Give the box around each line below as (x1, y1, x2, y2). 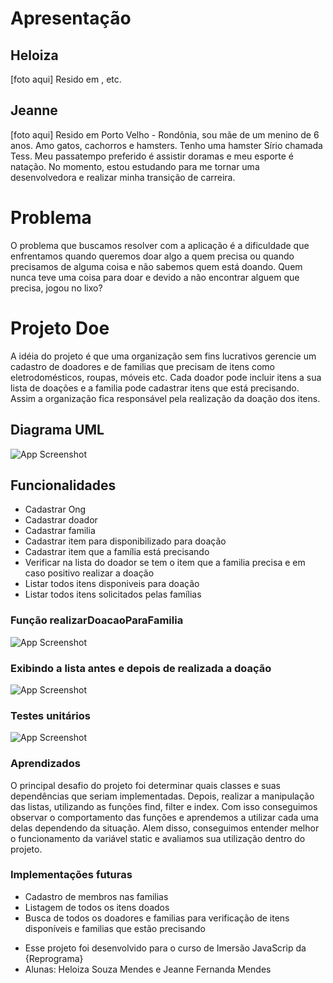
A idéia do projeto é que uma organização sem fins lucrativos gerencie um (10, 350, 317, 362)
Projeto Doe (10, 317, 110, 339)
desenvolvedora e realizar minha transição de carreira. (10, 171, 236, 183)
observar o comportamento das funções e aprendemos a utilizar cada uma (10, 811, 319, 823)
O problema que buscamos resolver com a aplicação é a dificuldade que (10, 239, 310, 251)
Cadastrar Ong (24, 503, 87, 516)
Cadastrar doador (24, 514, 98, 526)
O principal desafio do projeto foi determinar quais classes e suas (10, 779, 281, 791)
